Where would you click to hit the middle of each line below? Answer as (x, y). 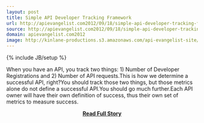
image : (15, 40)
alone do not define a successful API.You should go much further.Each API (100, 89)
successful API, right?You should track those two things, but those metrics (100, 82)
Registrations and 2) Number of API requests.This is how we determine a (97, 76)
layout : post (23, 12)
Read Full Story (102, 114)
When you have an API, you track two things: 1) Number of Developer (93, 69)
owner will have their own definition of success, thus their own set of (93, 95)
